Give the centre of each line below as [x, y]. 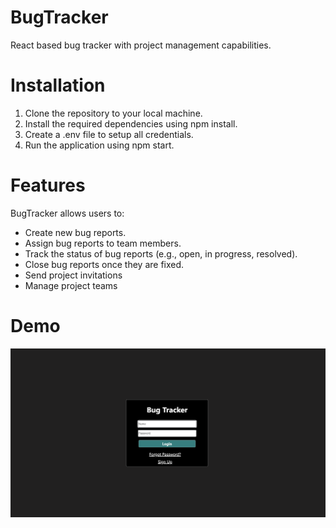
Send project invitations [73, 275]
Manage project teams [71, 285]
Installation [58, 85]
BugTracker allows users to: [67, 213]
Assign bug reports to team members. [103, 243]
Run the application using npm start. [99, 145]
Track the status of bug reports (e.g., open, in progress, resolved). [161, 253]
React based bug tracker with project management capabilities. [141, 45]
